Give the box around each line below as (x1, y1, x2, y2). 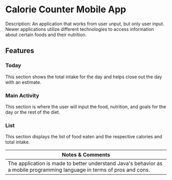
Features (5, 46, 34, 55)
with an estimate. (5, 79, 41, 85)
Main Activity (5, 92, 39, 99)
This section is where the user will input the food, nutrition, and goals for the (5, 103, 166, 110)
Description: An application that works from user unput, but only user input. (5, 21, 165, 27)
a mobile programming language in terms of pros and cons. (8, 166, 150, 173)
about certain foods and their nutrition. (5, 31, 87, 38)
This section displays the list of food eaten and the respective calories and (5, 134, 162, 140)
